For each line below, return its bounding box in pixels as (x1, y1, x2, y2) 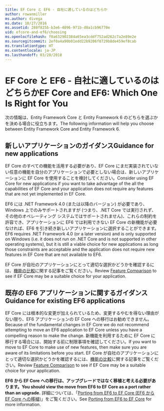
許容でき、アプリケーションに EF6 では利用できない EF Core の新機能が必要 (5, 219, 158, 225)
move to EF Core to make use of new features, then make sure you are (5, 344, 147, 350)
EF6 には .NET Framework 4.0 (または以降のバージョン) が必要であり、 (5, 201, 147, 207)
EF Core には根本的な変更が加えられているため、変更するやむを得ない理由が (5, 310, 159, 316)
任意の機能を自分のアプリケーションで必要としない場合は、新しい (9, 169, 142, 175)
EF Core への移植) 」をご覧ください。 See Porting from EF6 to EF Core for (5, 396, 152, 402)
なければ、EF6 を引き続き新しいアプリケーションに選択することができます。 (5, 225, 159, 232)
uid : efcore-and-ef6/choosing (5, 30, 67, 35)
